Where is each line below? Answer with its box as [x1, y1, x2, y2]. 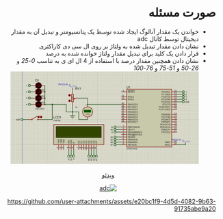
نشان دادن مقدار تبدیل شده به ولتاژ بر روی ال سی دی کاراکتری [38, 42, 199, 50]
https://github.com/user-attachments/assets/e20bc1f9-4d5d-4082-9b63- [7, 197, 216, 205]
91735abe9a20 [174, 204, 216, 213]
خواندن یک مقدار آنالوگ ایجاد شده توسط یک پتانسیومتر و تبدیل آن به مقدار [11, 27, 199, 36]
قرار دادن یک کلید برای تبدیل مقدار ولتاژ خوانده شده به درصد [45, 49, 199, 57]
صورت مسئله [148, 5, 216, 21]
